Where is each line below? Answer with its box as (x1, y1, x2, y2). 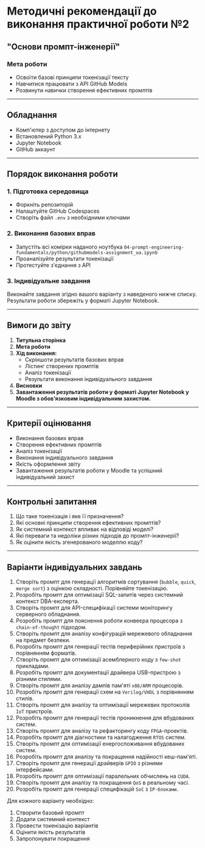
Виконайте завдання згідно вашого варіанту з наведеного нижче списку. (7, 290, 197, 298)
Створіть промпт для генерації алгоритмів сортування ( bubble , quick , (15, 578, 196, 586)
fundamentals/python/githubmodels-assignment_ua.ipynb (15, 249, 158, 255)
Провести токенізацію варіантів (15, 822, 99, 830)
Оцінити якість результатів (15, 828, 86, 836)
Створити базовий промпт (15, 809, 85, 816)
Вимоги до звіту (7, 320, 72, 330)
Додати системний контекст (15, 816, 90, 823)
